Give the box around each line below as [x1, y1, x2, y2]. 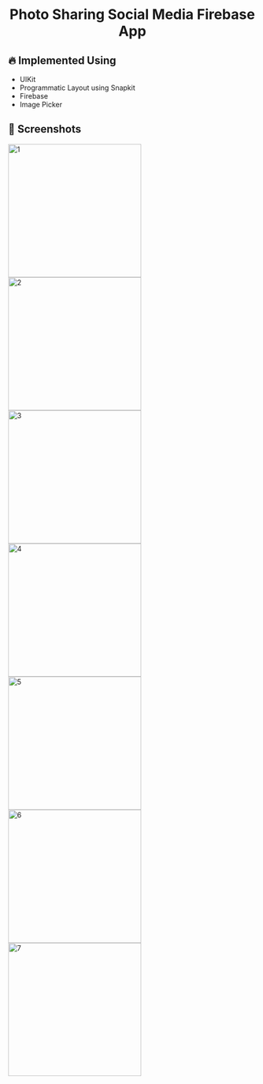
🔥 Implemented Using [8, 54, 117, 67]
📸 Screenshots [8, 122, 82, 136]
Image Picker [19, 100, 63, 109]
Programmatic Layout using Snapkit [19, 83, 135, 92]
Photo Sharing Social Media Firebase [9, 6, 256, 24]
